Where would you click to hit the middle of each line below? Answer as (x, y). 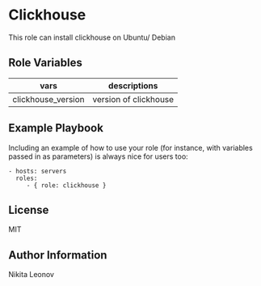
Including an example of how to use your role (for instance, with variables (130, 147)
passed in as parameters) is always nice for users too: (98, 156)
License (29, 209)
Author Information (58, 255)
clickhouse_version (48, 99)
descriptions (133, 85)
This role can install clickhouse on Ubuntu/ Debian (92, 37)
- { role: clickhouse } (66, 185)
